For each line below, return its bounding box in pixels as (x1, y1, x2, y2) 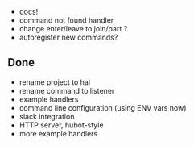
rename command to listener (19, 86, 115, 95)
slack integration (19, 111, 75, 121)
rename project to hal (19, 77, 90, 87)
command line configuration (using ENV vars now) (19, 102, 187, 112)
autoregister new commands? (19, 32, 118, 42)
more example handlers (19, 128, 98, 138)
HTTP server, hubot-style (19, 120, 104, 130)
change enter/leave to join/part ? (19, 24, 128, 33)
